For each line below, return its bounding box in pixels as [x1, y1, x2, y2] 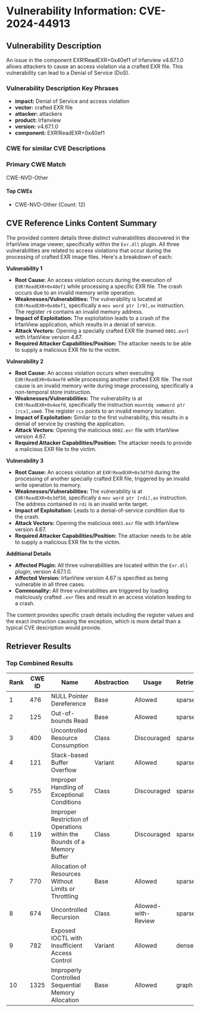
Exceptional [51, 790, 84, 799]
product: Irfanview [14, 116, 61, 124]
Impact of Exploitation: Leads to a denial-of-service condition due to [14, 507, 185, 514]
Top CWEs [6, 188, 33, 195]
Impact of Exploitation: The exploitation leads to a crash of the [14, 314, 170, 321]
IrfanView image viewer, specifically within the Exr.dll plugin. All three [6, 240, 180, 247]
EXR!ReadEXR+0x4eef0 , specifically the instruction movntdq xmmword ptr [14, 401, 186, 408]
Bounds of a [51, 838, 85, 846]
